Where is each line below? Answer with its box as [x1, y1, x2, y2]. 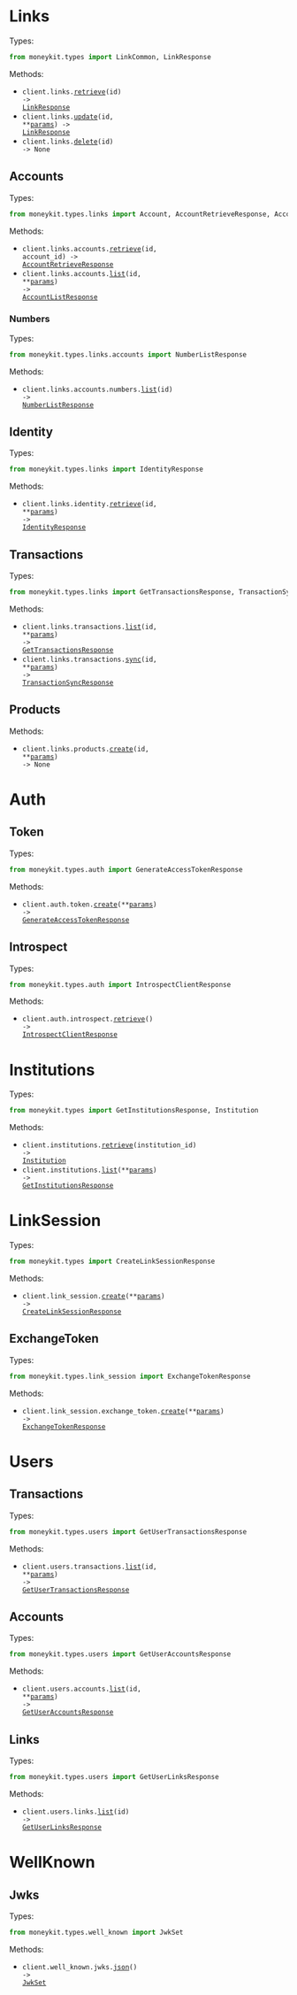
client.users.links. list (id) [21, 1807, 130, 1816]
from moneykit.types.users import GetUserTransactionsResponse [9, 1527, 247, 1537]
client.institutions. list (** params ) [21, 1166, 157, 1175]
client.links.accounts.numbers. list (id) [21, 385, 173, 394]
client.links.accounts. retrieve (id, [21, 244, 157, 253]
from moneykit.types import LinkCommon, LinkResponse [9, 52, 212, 61]
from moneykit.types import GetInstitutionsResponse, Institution [9, 1106, 259, 1115]
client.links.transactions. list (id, [21, 622, 157, 632]
